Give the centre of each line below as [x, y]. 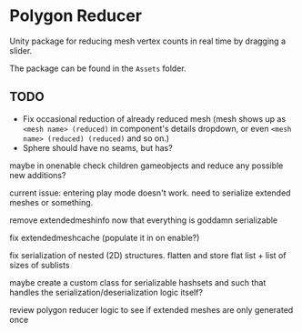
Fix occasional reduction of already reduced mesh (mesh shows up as [154, 118]
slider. [21, 50]
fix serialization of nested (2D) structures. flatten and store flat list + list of [148, 255]
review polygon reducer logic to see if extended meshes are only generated [151, 309]
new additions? [38, 175]
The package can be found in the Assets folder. [98, 68]
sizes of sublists [40, 265]
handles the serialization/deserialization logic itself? [106, 292]
